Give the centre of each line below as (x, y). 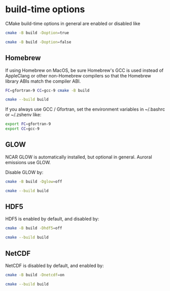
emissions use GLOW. (28, 162)
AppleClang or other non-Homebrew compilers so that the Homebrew (78, 75)
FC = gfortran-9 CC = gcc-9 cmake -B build (47, 90)
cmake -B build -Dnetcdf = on (35, 275)
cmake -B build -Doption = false (38, 42)
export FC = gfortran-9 (28, 124)
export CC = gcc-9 (22, 129)
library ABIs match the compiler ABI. (43, 81)
